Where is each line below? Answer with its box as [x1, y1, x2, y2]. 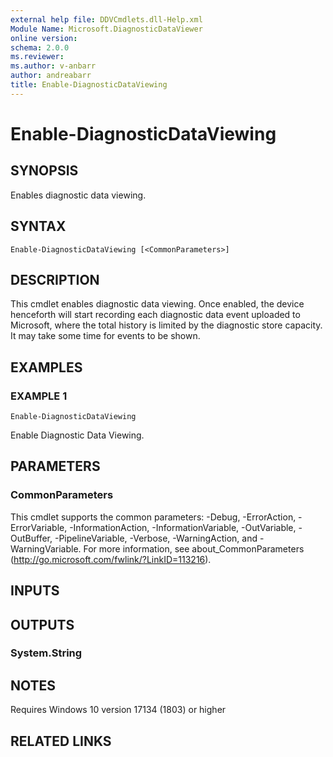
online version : [10, 33, 78, 43]
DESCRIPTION [10, 271, 100, 288]
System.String [10, 646, 83, 660]
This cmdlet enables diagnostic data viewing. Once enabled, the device [10, 298, 305, 310]
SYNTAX [10, 218, 67, 235]
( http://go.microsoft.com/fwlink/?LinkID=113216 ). [10, 553, 212, 565]
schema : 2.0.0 [10, 42, 70, 53]
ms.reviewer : [10, 52, 65, 62]
